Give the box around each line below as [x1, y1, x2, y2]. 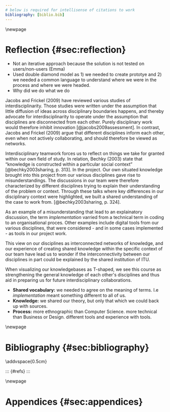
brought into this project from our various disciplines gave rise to [5, 172, 141, 178]
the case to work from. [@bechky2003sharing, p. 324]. [5, 199, 121, 205]
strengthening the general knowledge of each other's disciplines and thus [5, 272, 160, 278]
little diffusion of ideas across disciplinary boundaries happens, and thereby [5, 108, 164, 114]
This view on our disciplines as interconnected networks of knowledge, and [5, 240, 163, 246]
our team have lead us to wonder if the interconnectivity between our [5, 251, 150, 257]
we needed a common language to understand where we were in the [12, 77, 157, 83]
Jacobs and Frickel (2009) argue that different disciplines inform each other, [5, 130, 165, 136]
